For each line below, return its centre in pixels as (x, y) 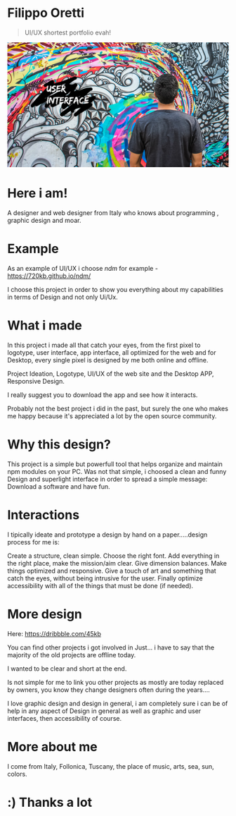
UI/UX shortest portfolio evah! (67, 32)
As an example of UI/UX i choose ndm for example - (83, 269)
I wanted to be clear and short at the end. (67, 669)
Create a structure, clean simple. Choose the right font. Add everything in (113, 556)
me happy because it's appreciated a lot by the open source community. (112, 416)
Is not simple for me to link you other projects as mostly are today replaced (116, 682)
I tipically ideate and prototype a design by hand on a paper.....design (107, 535)
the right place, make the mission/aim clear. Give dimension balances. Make (117, 563)
